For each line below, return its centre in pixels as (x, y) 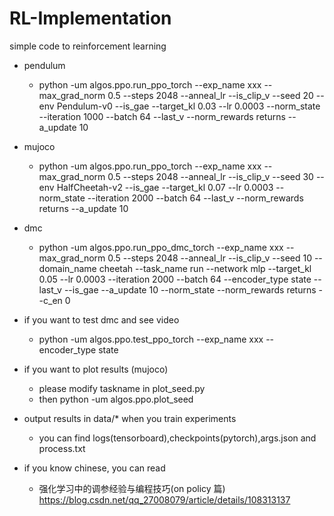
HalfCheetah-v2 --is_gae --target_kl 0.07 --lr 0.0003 (165, 187)
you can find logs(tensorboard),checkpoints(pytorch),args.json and (177, 438)
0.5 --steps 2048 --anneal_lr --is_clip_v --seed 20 (210, 95)
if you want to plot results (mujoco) (96, 369)
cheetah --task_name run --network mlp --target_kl (205, 268)
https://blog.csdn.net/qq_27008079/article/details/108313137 (164, 499)
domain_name (67, 268)
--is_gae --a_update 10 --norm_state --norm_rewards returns (190, 289)
